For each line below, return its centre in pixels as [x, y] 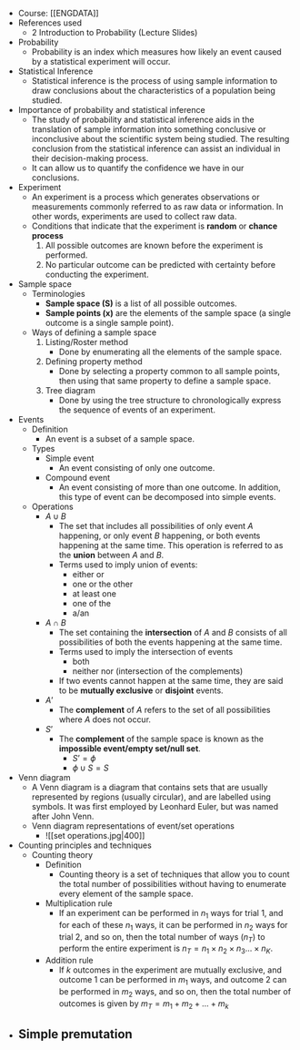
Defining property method [94, 362]
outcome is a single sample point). [110, 323]
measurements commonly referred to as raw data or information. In [157, 207]
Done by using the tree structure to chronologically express [170, 400]
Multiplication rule [79, 903]
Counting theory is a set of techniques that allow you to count [174, 874]
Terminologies [58, 294]
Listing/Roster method [87, 342]
